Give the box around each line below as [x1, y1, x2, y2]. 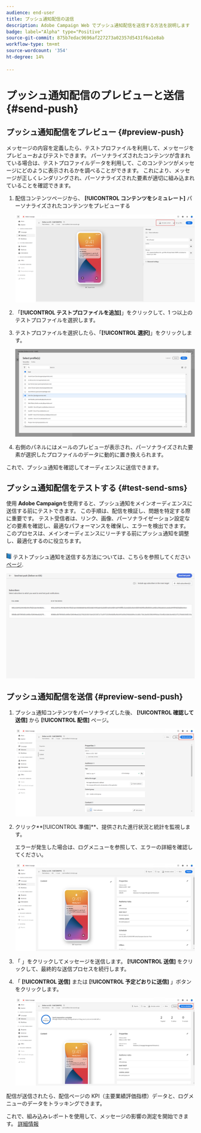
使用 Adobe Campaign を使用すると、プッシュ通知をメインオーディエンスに [6, 500, 193, 507]
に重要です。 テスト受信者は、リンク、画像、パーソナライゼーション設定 [6, 515, 185, 522]
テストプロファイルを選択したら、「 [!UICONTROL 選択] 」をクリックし [14, 329, 187, 336]
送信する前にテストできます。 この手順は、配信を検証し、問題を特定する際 [6, 507, 191, 515]
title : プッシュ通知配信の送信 [6, 16, 74, 22]
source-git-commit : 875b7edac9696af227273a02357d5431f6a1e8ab [6, 35, 165, 41]
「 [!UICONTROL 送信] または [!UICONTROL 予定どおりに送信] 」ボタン [14, 978, 192, 985]
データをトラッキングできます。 [26, 1099, 106, 1107]
